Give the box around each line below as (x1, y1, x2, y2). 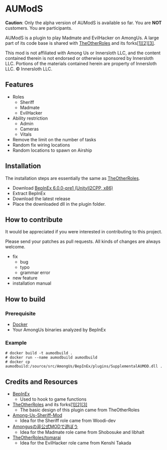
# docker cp (5, 359, 30, 365)
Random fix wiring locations (12, 142, 70, 148)
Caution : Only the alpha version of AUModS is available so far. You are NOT (5, 20, 162, 26)
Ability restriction (12, 115, 48, 121)
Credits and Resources (5, 378, 78, 386)
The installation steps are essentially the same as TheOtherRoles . (5, 175, 140, 181)
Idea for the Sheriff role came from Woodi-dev (20, 418, 116, 424)
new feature (12, 275, 38, 281)
